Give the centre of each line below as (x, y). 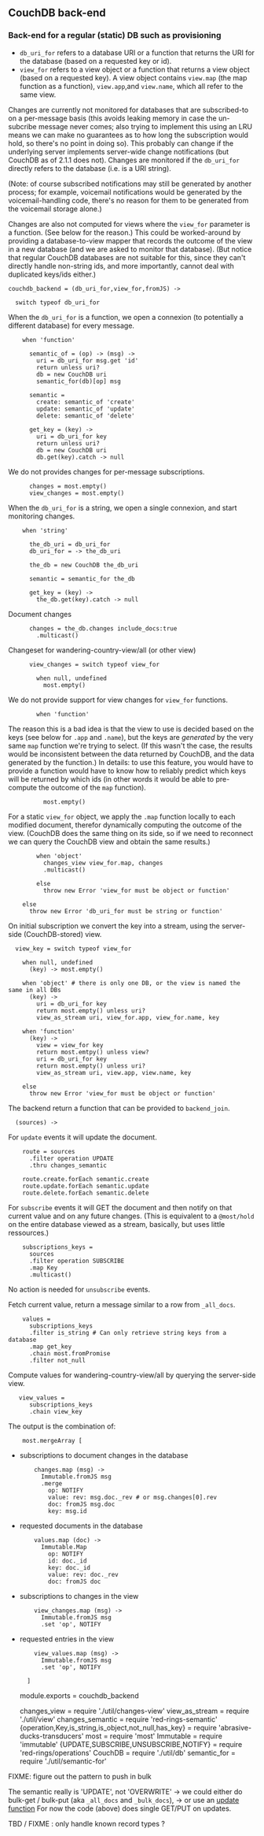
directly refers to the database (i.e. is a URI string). (90, 168)
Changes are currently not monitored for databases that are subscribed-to (128, 110)
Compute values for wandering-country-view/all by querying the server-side (132, 1375)
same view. (38, 95)
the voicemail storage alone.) (55, 209)
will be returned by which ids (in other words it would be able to (111, 779)
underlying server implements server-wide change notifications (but (119, 151)
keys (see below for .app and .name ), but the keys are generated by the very (131, 737)
